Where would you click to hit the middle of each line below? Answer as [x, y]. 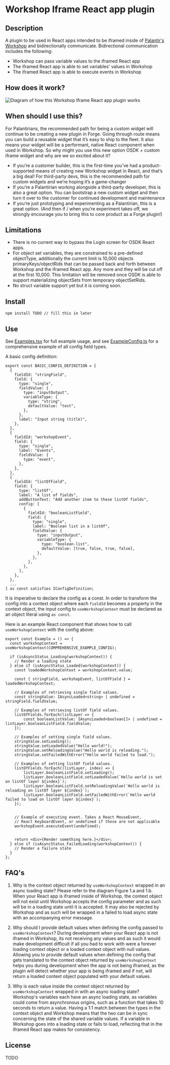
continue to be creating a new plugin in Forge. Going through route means [82, 134]
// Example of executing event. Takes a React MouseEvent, [78, 817]
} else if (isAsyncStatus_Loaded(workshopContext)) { [68, 666]
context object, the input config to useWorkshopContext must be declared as [84, 609]
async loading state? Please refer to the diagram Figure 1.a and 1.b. [83, 890]
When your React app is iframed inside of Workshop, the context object [87, 896]
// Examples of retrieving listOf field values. [67, 711]
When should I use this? [44, 116]
